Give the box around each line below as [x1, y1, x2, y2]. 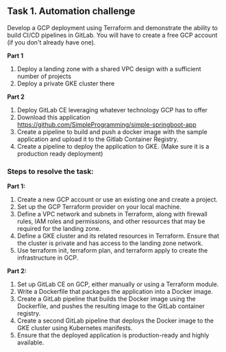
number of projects [16, 72, 72, 80]
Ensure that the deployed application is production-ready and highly [16, 331, 210, 340]
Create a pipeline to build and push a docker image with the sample [16, 127, 208, 136]
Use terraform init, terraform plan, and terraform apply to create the [16, 247, 208, 255]
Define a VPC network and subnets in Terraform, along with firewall [16, 210, 208, 218]
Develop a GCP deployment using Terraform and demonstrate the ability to [7, 23, 218, 32]
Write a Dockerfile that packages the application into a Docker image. [16, 288, 214, 296]
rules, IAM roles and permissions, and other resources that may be [16, 217, 205, 225]
